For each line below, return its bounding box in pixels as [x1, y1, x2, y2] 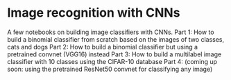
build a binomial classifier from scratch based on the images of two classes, [7, 35, 225, 43]
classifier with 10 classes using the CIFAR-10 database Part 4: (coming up [7, 57, 217, 65]
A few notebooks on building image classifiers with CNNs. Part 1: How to [7, 28, 214, 36]
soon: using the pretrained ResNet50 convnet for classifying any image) [7, 65, 213, 73]
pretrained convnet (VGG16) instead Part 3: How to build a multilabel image [7, 50, 222, 58]
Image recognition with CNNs [7, 5, 180, 21]
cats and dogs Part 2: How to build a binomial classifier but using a [7, 42, 198, 51]
